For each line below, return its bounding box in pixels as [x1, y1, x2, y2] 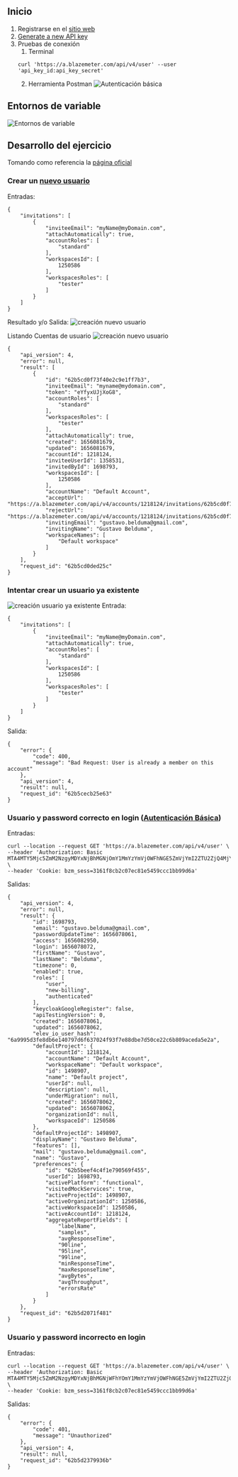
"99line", [57, 1254, 87, 1261]
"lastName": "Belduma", [33, 956, 103, 963]
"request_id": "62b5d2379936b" [20, 1456, 113, 1464]
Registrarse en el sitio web [17, 24, 96, 33]
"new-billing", [45, 987, 91, 994]
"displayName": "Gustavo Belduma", [33, 1136, 138, 1143]
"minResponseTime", [57, 1260, 115, 1268]
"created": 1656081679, [45, 438, 115, 446]
